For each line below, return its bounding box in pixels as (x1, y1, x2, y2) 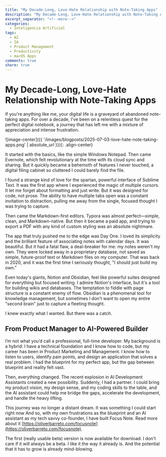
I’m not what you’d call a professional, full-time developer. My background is (5, 338, 161, 344)
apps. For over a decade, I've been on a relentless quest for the (19, 116, 148, 122)
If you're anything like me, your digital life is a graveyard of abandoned (5, 111, 149, 117)
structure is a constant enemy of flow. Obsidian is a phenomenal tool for (5, 290, 152, 296)
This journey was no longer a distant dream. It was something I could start (5, 404, 156, 410)
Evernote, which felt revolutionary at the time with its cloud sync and (5, 157, 145, 163)
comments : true (5, 58, 37, 63)
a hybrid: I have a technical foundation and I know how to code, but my (5, 343, 150, 349)
